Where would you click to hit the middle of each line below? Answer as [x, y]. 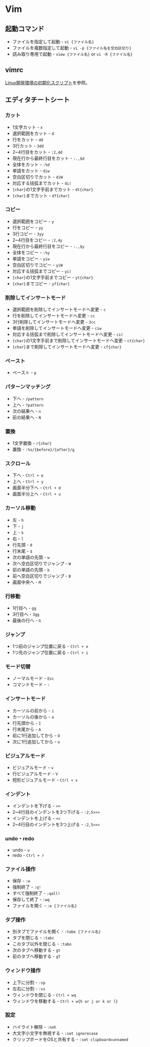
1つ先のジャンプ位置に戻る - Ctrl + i [50, 652]
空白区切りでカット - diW [37, 177]
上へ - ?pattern [28, 405]
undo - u [21, 850]
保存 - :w [21, 881]
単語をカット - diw [31, 171]
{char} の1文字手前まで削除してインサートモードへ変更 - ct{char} [78, 341]
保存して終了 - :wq [31, 899]
